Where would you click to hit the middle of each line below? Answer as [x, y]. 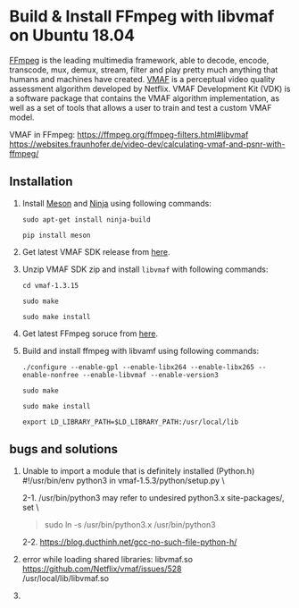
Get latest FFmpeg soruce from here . [90, 334]
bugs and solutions [64, 449]
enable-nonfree [50, 375]
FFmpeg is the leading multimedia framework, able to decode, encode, [139, 60]
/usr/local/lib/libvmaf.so [66, 578]
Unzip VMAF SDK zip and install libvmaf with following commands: [145, 269]
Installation [41, 182]
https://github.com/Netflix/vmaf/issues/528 [102, 569]
